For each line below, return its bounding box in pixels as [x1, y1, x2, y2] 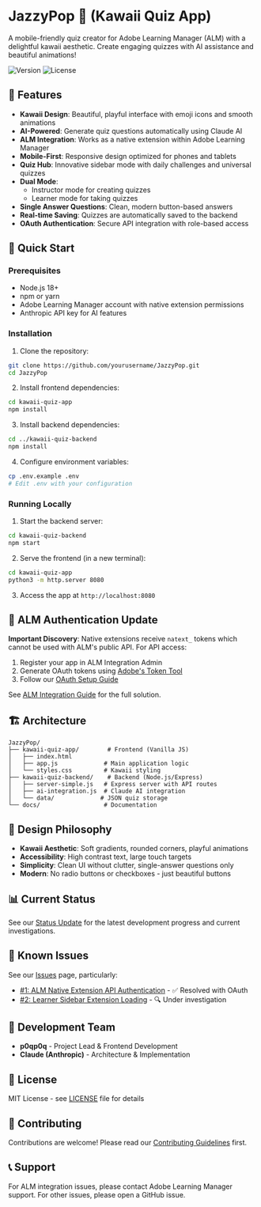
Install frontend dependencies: [19, 383, 120, 392]
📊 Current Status [8, 893, 96, 906]
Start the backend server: [19, 516, 104, 526]
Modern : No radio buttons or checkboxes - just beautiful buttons [19, 868, 232, 878]
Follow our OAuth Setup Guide [19, 675, 119, 684]
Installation [8, 328, 53, 339]
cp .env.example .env [8, 472, 80, 480]
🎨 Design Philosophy [8, 823, 112, 836]
